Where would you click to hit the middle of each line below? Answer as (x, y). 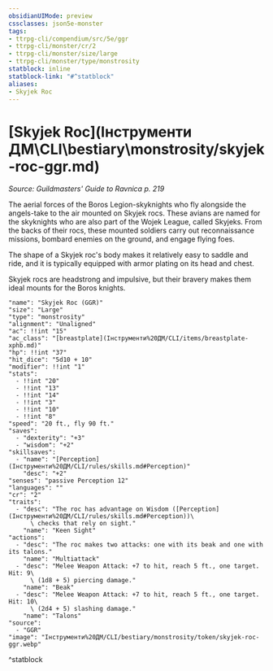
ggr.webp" (25, 645)
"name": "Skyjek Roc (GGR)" (56, 303)
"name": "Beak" (49, 588)
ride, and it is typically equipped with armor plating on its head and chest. (131, 264)
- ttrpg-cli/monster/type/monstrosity (74, 62)
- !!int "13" (38, 388)
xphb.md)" (25, 346)
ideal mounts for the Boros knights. (67, 288)
